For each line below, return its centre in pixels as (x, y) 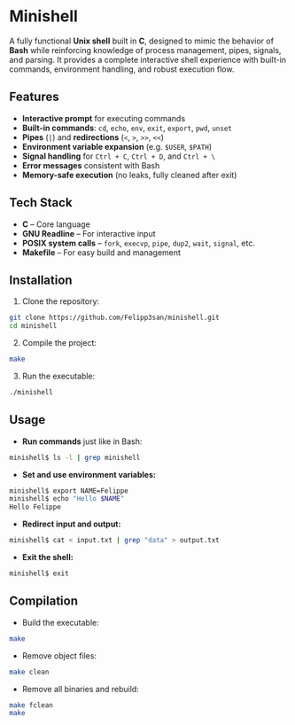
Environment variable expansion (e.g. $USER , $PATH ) (117, 146)
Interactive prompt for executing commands (104, 118)
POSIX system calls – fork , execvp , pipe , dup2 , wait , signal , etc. (138, 243)
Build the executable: (60, 622)
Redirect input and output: (71, 524)
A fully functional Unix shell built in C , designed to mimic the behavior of (142, 41)
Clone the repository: (61, 301)
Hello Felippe (35, 507)
